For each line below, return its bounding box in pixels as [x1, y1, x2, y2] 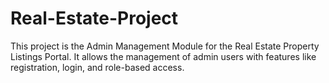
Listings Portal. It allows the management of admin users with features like [10, 50, 317, 62]
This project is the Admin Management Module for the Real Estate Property [10, 40, 320, 52]
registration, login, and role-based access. [10, 61, 185, 73]
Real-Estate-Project [10, 7, 179, 30]
